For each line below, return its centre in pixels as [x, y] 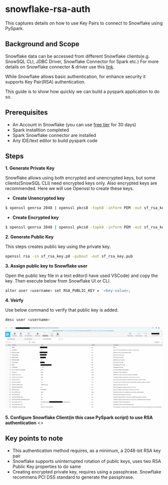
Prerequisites [26, 113]
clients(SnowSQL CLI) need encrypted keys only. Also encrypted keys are [81, 183]
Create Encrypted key [35, 217]
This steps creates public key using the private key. [58, 246]
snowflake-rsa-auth [48, 9]
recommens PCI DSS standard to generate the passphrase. [73, 477]
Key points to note [34, 438]
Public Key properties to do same [46, 466]
